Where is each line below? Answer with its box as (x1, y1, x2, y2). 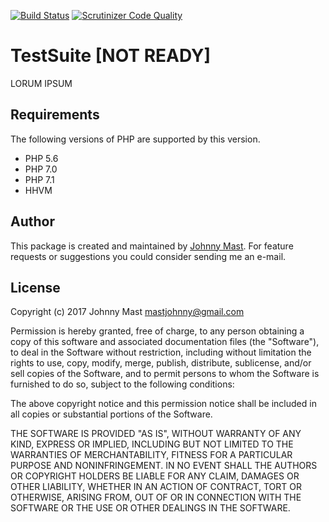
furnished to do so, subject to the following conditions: (10, 378, 235, 390)
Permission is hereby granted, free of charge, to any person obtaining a (10, 325, 305, 337)
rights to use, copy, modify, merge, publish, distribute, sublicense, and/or (10, 357, 312, 369)
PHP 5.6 (24, 152, 59, 164)
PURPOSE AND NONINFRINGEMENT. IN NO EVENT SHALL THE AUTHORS (10, 460, 318, 472)
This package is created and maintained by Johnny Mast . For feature (10, 240, 294, 252)
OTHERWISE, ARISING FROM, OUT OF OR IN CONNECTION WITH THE (10, 491, 302, 504)
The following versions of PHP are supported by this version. (10, 133, 261, 145)
